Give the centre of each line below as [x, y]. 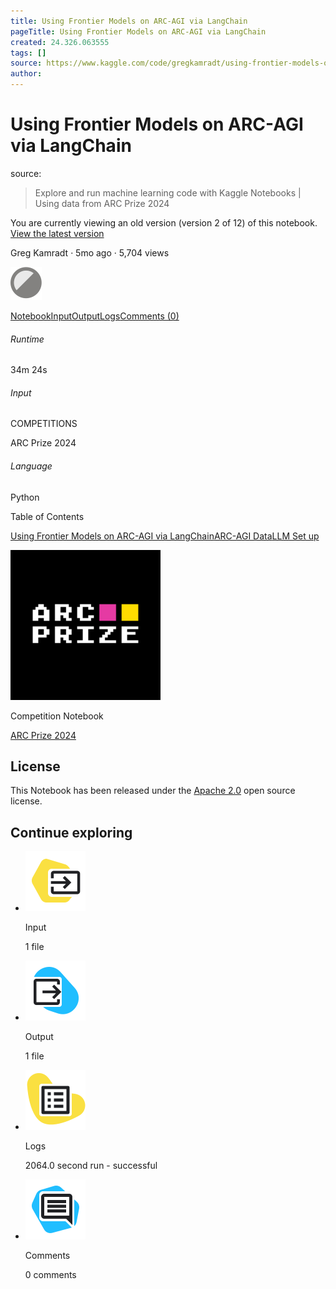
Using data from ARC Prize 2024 [102, 203]
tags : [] [28, 53]
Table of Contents [47, 516]
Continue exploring [71, 832]
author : [26, 74]
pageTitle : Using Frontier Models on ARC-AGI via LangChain [138, 31]
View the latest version [57, 233]
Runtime [27, 339]
